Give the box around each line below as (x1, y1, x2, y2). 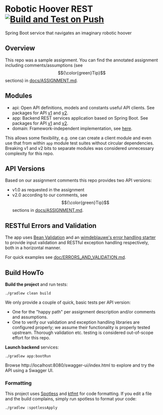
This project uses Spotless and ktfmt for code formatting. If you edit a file (5, 391, 152, 396)
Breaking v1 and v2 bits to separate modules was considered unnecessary (5, 145, 154, 151)
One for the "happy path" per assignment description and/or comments (12, 309, 156, 314)
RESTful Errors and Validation (5, 221, 97, 230)
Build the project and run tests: (5, 282, 68, 287)
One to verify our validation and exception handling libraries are (12, 319, 140, 325)
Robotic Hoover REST (5, 3, 93, 15)
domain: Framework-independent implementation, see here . (12, 125, 133, 131)
